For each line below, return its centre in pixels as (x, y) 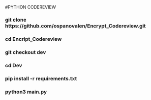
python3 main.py (26, 92)
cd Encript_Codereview (33, 39)
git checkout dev (26, 52)
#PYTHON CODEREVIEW (30, 7)
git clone (16, 20)
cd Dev (14, 65)
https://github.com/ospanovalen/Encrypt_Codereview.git (75, 25)
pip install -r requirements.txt (41, 78)
